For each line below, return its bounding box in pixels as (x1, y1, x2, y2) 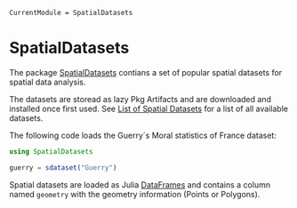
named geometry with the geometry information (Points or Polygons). (9, 188, 261, 199)
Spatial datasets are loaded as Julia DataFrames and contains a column (9, 179, 271, 190)
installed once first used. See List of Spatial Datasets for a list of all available (9, 103, 289, 114)
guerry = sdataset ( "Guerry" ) (9, 163, 117, 172)
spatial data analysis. (9, 76, 86, 87)
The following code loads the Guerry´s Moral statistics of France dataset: (9, 130, 277, 140)
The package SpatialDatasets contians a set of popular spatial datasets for (9, 67, 283, 77)
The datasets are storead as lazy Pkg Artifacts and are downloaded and (9, 93, 271, 104)
